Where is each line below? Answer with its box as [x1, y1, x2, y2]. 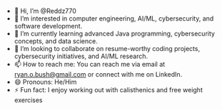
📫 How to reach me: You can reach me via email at [14, 60, 166, 68]
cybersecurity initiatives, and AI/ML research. [14, 52, 148, 60]
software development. [14, 22, 83, 30]
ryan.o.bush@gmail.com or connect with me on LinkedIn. [14, 70, 183, 78]
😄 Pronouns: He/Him [14, 78, 77, 86]
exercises [14, 96, 43, 104]
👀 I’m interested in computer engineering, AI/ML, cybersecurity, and [14, 14, 214, 23]
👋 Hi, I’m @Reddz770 [14, 7, 77, 15]
